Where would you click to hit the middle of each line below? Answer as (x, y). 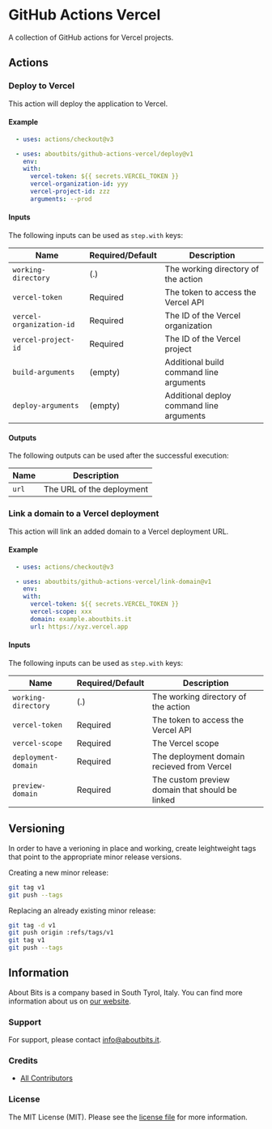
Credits (23, 1061)
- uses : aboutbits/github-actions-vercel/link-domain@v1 (114, 582)
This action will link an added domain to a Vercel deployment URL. (119, 531)
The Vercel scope (186, 743)
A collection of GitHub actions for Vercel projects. (91, 37)
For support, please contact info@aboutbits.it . (85, 1040)
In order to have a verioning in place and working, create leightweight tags (132, 848)
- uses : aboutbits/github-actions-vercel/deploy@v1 (105, 154)
